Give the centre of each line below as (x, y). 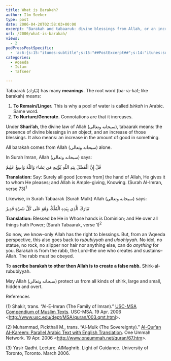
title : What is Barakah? (32, 10)
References (18, 297)
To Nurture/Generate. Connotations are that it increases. (73, 117)
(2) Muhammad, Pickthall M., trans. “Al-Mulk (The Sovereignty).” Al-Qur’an (83, 327)
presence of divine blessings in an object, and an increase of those (76, 132)
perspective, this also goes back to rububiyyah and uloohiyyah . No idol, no (84, 240)
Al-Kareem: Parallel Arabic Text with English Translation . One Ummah (78, 332)
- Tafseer (21, 72)
